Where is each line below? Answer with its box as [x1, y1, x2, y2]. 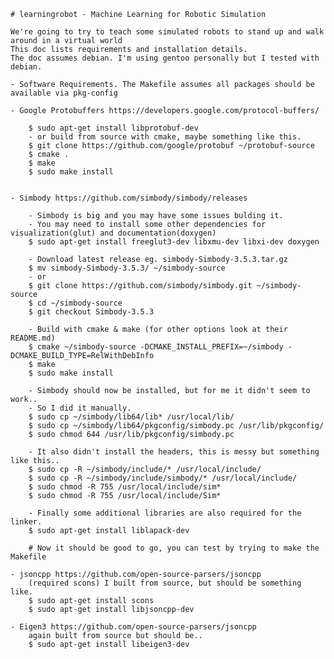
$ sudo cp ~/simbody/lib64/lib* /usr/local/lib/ [28, 412, 235, 422]
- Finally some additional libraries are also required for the [28, 508, 302, 518]
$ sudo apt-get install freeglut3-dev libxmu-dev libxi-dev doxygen [28, 237, 320, 247]
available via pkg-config [10, 88, 118, 98]
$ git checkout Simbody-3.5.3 [28, 307, 155, 317]
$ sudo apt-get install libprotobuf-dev [28, 123, 199, 133]
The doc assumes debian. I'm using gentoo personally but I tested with [10, 53, 320, 63]
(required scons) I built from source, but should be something [28, 578, 302, 588]
